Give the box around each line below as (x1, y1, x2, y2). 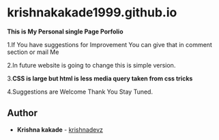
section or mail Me (7, 48, 59, 56)
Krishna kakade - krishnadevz (16, 125, 104, 134)
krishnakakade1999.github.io (7, 5, 177, 20)
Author (7, 107, 38, 119)
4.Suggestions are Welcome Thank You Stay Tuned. (7, 87, 154, 96)
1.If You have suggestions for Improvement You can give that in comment (7, 40, 213, 48)
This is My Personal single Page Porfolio (7, 27, 123, 36)
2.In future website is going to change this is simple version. (7, 61, 176, 69)
